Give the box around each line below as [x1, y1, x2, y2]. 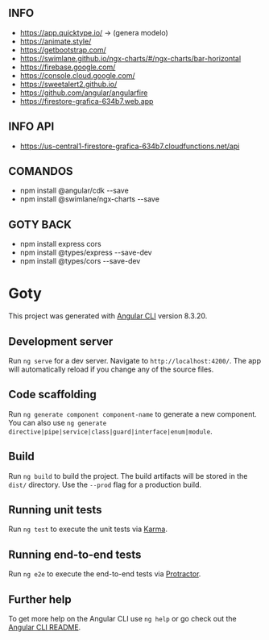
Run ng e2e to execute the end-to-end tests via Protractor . [8, 569, 201, 579]
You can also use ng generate [8, 418, 107, 427]
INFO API [8, 120, 55, 134]
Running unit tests [8, 503, 102, 517]
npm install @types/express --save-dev [19, 247, 152, 257]
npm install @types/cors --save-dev [19, 256, 141, 266]
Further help [8, 592, 72, 606]
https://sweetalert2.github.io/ [19, 79, 118, 89]
